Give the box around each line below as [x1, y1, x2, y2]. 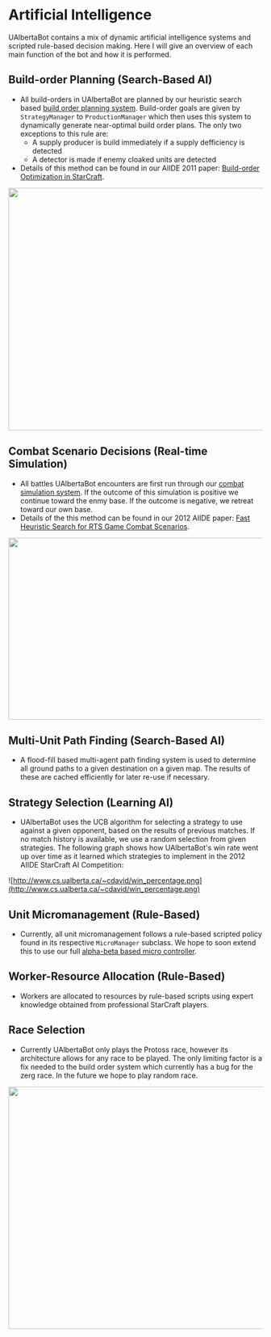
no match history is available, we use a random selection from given [19, 835, 247, 844]
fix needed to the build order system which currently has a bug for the [19, 1062, 253, 1071]
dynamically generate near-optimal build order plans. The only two [19, 120, 242, 130]
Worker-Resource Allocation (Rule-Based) [8, 969, 226, 983]
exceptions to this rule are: [19, 128, 109, 138]
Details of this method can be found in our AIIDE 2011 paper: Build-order [19, 163, 261, 173]
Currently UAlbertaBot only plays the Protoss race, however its [19, 1045, 228, 1054]
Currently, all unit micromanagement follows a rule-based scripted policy [19, 929, 262, 939]
